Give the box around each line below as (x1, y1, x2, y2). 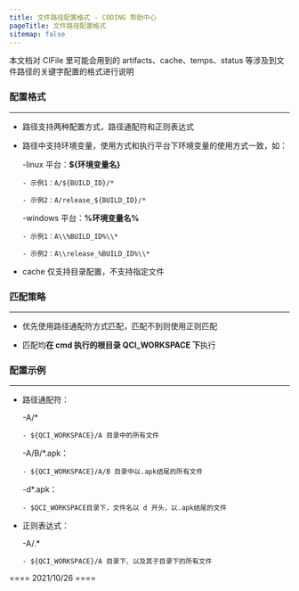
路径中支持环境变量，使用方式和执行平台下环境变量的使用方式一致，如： (21, 140, 287, 151)
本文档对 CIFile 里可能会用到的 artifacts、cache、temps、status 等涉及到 (9, 55, 278, 66)
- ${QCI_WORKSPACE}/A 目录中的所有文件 (21, 431, 160, 440)
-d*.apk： (21, 484, 58, 495)
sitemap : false (9, 29, 66, 38)
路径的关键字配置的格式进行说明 (16, 66, 134, 77)
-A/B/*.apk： (21, 447, 69, 459)
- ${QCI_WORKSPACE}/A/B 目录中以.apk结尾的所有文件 (21, 467, 203, 477)
